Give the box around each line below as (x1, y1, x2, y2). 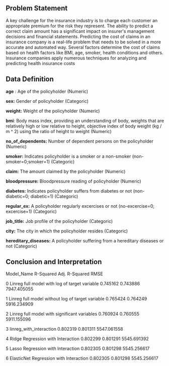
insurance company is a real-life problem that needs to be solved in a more (6, 39, 161, 45)
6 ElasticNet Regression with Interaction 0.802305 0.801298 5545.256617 (6, 355, 158, 361)
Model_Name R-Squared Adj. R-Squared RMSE (6, 271, 104, 277)
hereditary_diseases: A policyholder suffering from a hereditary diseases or (6, 237, 164, 243)
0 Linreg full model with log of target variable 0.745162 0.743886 (6, 281, 140, 287)
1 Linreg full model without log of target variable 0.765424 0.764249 (6, 296, 147, 302)
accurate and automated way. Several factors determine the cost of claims (6, 44, 160, 50)
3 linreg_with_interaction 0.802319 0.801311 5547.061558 (6, 326, 123, 332)
